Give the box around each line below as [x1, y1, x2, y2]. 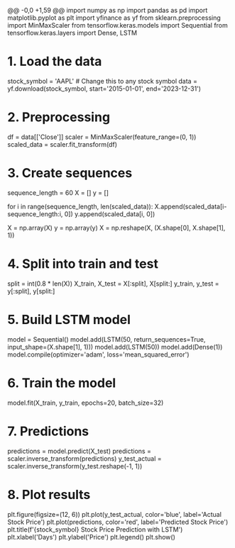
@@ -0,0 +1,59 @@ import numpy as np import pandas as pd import [7, 6, 208, 14]
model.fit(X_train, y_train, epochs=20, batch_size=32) [7, 398, 164, 407]
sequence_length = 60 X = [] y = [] [7, 188, 109, 197]
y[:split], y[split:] [7, 286, 55, 295]
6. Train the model [7, 375, 116, 391]
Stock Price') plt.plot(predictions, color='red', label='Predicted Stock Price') [7, 518, 229, 526]
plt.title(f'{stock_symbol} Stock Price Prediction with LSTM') [7, 525, 183, 534]
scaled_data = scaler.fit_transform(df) [7, 140, 117, 148]
